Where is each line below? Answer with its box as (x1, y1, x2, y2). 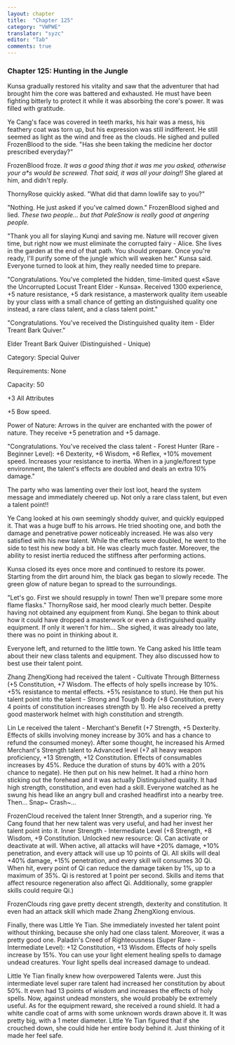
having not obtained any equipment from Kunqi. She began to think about (7, 608, 220, 617)
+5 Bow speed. (7, 407, 51, 416)
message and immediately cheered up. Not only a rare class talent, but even (7, 493, 227, 501)
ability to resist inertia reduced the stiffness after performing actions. (7, 551, 206, 560)
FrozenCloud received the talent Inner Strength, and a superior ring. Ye (7, 811, 213, 821)
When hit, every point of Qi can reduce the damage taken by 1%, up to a (7, 864, 216, 872)
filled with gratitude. (7, 104, 65, 113)
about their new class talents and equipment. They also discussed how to (7, 652, 220, 660)
